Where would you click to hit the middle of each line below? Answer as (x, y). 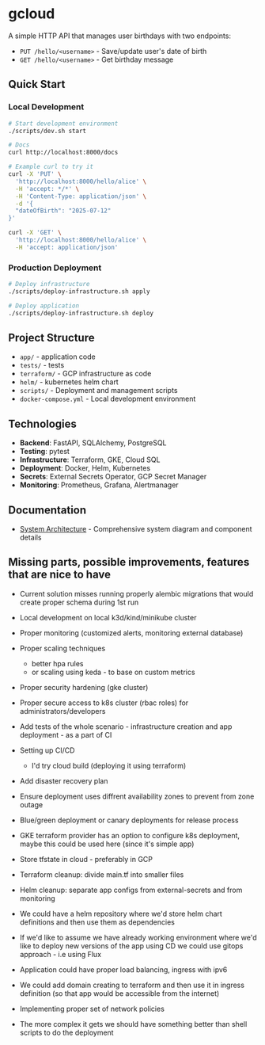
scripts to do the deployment (66, 1032)
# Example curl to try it (51, 167)
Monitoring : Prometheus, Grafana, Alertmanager (99, 485)
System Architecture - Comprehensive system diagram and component (136, 528)
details (30, 537)
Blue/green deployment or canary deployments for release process (129, 820)
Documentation (47, 510)
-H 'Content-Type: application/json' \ (81, 196)
